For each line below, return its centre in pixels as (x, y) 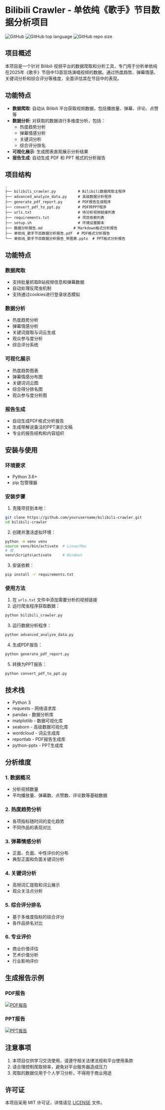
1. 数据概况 (18, 777)
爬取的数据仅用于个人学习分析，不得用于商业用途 (62, 1073)
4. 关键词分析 (21, 873)
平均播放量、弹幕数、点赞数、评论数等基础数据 (60, 796)
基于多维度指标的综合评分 (38, 917)
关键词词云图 (25, 383)
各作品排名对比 (27, 923)
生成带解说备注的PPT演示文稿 (42, 427)
